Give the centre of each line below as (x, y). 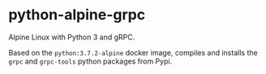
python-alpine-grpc (77, 15)
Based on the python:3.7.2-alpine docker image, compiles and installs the (133, 52)
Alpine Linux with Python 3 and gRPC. (72, 37)
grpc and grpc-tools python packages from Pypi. (90, 61)
